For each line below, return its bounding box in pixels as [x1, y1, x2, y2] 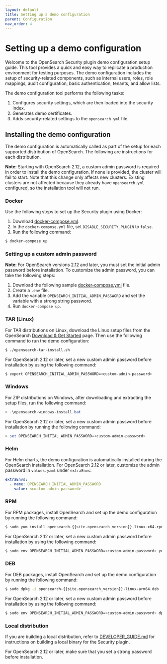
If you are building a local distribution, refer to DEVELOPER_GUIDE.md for [5, 634, 155, 640]
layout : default [5, 7, 39, 12]
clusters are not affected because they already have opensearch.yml [5, 180, 144, 185]
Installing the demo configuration [5, 130, 111, 139]
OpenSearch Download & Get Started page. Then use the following [5, 332, 143, 338]
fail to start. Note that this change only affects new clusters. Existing [5, 174, 145, 180]
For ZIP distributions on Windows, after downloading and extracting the [5, 394, 152, 400]
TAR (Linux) [5, 316, 34, 323]
